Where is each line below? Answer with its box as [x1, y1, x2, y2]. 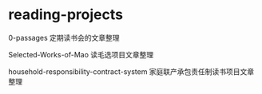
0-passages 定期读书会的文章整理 [8, 33, 120, 42]
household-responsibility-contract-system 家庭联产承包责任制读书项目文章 [8, 66, 255, 76]
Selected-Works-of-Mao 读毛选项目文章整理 [8, 49, 154, 59]
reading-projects [8, 6, 124, 24]
